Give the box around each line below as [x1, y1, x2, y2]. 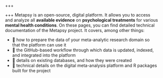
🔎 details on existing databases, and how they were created [12, 58, 132, 63]
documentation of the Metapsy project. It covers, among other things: [5, 28, 145, 33]
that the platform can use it [12, 42, 67, 47]
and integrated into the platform [12, 52, 76, 58]
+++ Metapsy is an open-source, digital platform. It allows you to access [5, 12, 151, 17]
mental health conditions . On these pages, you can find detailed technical [5, 22, 155, 28]
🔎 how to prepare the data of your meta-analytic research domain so [12, 37, 150, 43]
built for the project [12, 68, 51, 73]
